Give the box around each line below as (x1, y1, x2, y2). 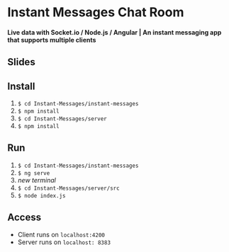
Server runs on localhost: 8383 (17, 238, 111, 246)
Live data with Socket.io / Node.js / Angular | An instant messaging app (7, 28, 222, 36)
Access (7, 212, 41, 224)
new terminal (17, 176, 57, 184)
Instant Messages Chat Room (7, 4, 184, 21)
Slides (7, 56, 35, 68)
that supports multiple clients (7, 35, 96, 44)
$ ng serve (17, 169, 50, 177)
